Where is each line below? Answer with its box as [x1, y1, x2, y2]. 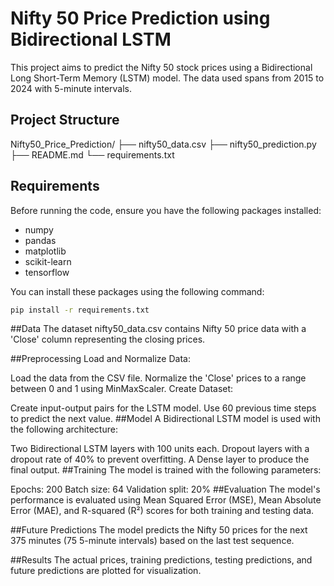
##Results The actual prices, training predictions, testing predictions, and [10, 554, 313, 566]
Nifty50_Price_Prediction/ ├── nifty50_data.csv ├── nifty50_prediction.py [10, 138, 317, 150]
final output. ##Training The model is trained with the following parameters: [10, 464, 322, 476]
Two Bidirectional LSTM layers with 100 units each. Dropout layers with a [10, 443, 310, 455]
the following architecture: [10, 423, 118, 436]
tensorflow [24, 266, 70, 278]
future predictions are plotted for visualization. [10, 565, 202, 577]
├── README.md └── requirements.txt [10, 148, 175, 161]
